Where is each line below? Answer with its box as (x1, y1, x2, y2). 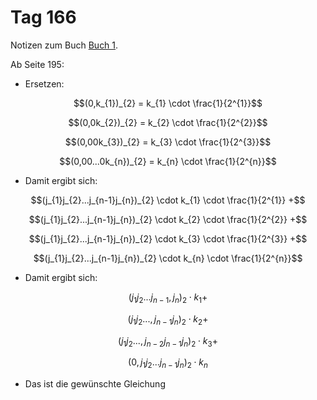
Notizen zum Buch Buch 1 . (10, 39, 119, 51)
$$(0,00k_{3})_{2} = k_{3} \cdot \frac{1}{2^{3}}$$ (64, 136, 272, 148)
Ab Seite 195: (10, 58, 65, 70)
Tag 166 (10, 6, 77, 29)
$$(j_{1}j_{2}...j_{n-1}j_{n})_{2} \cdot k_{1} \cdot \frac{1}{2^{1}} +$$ (30, 194, 306, 206)
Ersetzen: (24, 77, 65, 90)
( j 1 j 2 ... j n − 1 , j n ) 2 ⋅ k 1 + (128, 291, 208, 305)
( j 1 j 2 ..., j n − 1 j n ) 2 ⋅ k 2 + (127, 312, 209, 327)
